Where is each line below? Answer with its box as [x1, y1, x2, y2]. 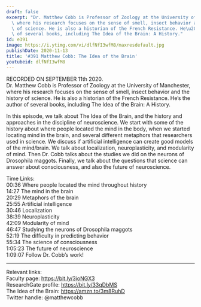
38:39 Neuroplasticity [6, 213, 60, 220]
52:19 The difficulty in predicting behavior [6, 232, 109, 239]
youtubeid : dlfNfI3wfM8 [6, 59, 66, 65]
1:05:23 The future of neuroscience [6, 245, 93, 252]
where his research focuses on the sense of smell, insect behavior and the [6, 88, 190, 95]
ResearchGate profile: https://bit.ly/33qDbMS [6, 281, 118, 288]
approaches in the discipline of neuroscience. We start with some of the [6, 118, 184, 126]
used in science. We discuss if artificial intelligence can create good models [6, 138, 193, 145]
